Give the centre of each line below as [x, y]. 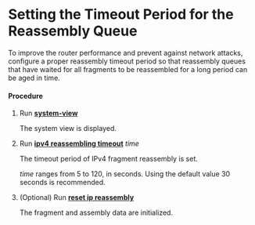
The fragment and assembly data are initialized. [96, 212]
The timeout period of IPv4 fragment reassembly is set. [108, 159]
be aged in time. [34, 78]
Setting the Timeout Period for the [121, 15]
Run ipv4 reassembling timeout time [79, 143]
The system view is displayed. [68, 129]
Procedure [25, 96]
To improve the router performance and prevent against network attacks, [126, 53]
